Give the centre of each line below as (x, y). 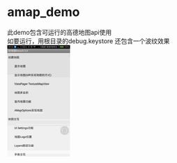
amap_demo (44, 12)
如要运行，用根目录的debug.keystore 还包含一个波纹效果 (88, 41)
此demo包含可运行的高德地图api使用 (60, 32)
